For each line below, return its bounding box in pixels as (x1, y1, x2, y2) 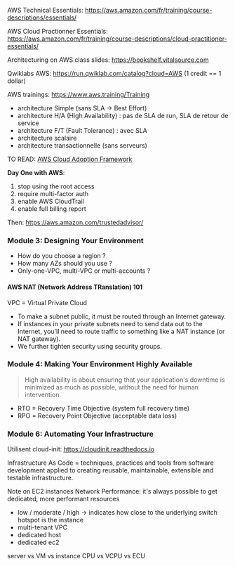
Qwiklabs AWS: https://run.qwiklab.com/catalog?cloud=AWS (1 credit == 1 (7, 70, 222, 77)
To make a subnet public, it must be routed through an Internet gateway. (17, 312, 227, 321)
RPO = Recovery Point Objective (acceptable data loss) (17, 411, 177, 420)
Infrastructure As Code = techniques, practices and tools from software (7, 458, 214, 467)
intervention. (24, 390, 62, 399)
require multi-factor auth (17, 190, 89, 198)
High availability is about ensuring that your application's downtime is (24, 375, 226, 384)
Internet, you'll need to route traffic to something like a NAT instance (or (17, 327, 225, 335)
